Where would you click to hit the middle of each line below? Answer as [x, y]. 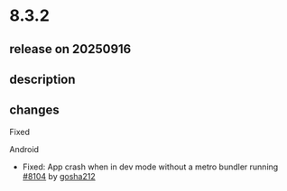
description [42, 79]
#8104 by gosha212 [59, 176]
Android [24, 149]
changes [35, 110]
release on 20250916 [70, 49]
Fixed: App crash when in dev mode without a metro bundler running [150, 167]
